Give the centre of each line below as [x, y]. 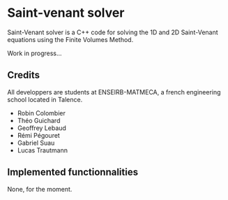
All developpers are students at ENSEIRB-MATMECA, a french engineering [114, 92]
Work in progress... [35, 53]
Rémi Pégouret [39, 135]
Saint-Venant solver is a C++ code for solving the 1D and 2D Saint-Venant [113, 32]
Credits [24, 75]
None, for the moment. [40, 189]
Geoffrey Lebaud [41, 128]
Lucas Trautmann [43, 150]
